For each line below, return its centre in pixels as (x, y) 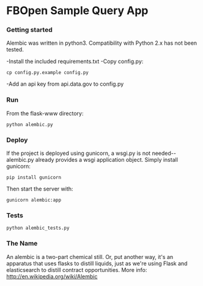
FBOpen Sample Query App (77, 11)
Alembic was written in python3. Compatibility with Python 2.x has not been (102, 43)
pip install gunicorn (34, 178)
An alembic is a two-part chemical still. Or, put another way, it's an (90, 257)
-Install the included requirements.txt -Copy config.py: (75, 61)
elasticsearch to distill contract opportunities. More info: (77, 269)
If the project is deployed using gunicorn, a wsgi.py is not (79, 153)
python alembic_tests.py (38, 228)
